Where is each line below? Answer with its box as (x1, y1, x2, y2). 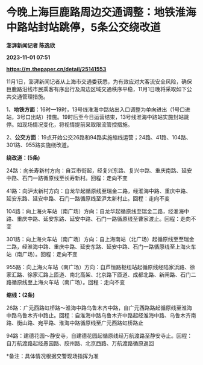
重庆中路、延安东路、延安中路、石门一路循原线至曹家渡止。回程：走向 (16, 215, 191, 222)
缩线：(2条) (6, 291, 35, 299)
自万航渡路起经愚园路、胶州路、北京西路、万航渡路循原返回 (6, 339, 154, 347)
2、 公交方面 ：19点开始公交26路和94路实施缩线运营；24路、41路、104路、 (6, 133, 192, 141)
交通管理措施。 (11, 93, 49, 100)
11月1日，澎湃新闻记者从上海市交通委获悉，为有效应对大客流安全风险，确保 (6, 78, 193, 85)
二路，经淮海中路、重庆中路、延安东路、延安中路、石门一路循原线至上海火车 (6, 243, 196, 250)
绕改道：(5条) (6, 154, 40, 161)
